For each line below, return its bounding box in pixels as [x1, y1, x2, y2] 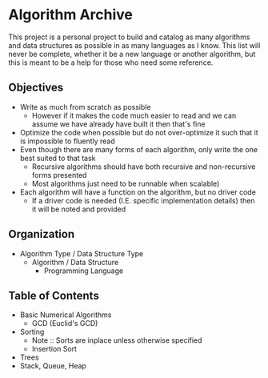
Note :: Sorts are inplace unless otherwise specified [31, 336, 202, 345]
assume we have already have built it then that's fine [31, 119, 206, 129]
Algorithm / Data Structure [31, 257, 119, 267]
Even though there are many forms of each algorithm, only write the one [19, 144, 258, 154]
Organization [8, 227, 74, 241]
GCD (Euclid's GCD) [31, 319, 98, 328]
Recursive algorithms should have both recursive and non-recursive [31, 162, 256, 171]
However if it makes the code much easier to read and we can [31, 111, 237, 120]
